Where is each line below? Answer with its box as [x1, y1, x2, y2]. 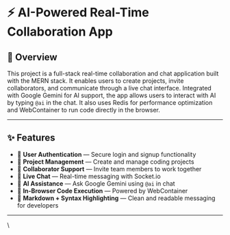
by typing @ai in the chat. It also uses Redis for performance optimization [7, 99, 213, 106]
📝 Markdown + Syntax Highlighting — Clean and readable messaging [16, 194, 216, 202]
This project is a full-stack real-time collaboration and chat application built [7, 69, 219, 77]
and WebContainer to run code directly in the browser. [7, 106, 161, 114]
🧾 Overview [7, 51, 57, 63]
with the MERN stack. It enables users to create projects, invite [7, 77, 184, 85]
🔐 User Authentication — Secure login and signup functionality [16, 150, 196, 158]
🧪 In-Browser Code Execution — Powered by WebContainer [16, 186, 188, 195]
